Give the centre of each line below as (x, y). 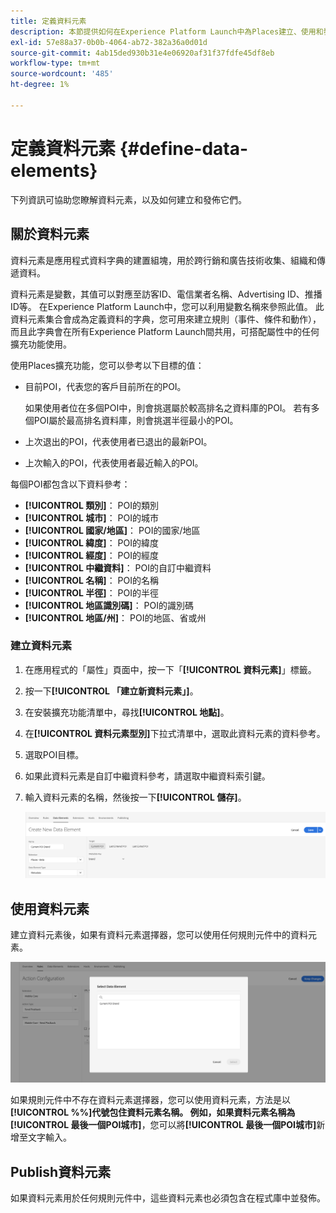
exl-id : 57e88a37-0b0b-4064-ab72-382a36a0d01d (109, 42)
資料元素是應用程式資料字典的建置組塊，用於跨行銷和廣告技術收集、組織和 (163, 260)
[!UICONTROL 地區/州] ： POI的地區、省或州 (115, 617)
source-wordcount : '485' (62, 74)
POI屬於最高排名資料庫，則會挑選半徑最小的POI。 (136, 420)
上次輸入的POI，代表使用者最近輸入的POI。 (114, 462)
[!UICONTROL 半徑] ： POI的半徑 (91, 592)
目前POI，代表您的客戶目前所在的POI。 (105, 386)
